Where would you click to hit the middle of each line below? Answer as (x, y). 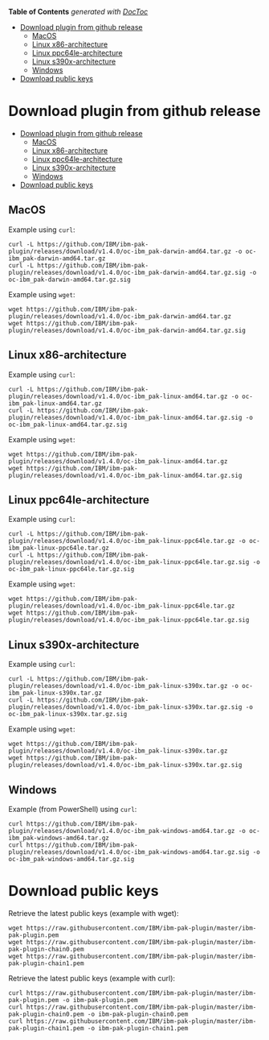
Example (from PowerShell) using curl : (73, 809)
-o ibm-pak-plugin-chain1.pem (138, 1028)
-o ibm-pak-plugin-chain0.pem (138, 1014)
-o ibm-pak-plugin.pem (100, 1000)
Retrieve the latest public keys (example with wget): (94, 913)
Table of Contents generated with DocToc (78, 12)
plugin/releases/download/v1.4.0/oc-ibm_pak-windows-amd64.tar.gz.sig (129, 852)
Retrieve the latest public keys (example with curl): (92, 978)
